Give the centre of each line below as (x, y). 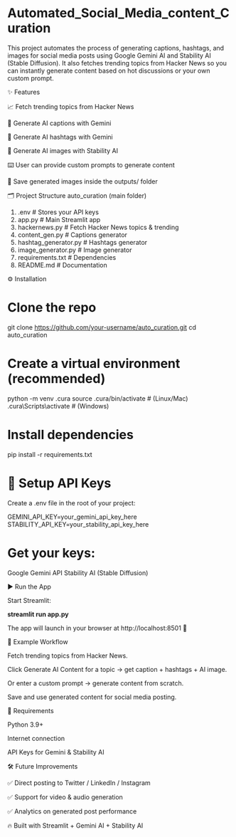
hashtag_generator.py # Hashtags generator (82, 242)
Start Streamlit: (29, 600)
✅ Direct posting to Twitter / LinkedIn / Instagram (79, 783)
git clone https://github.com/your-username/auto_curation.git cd (102, 327)
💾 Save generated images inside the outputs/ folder (83, 181)
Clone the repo (52, 308)
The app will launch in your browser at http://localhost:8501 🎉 (97, 628)
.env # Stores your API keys (58, 212)
